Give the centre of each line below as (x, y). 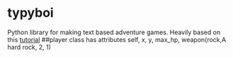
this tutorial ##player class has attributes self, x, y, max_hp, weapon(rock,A (117, 39)
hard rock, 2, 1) (29, 47)
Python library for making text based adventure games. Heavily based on (114, 32)
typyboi (31, 13)
